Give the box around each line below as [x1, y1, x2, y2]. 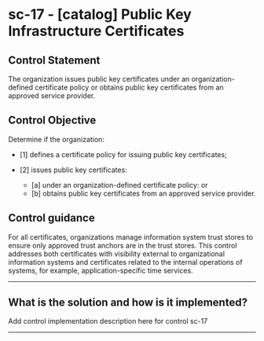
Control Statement [8, 53, 101, 67]
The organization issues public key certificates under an [8, 75, 190, 83]
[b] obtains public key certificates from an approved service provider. [31, 189, 256, 198]
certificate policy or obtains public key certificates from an [35, 82, 224, 92]
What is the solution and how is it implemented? [8, 296, 247, 310]
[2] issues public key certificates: [19, 165, 127, 174]
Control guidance [8, 211, 96, 225]
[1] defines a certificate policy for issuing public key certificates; [19, 149, 228, 159]
